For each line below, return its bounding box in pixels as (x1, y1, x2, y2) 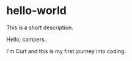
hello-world (6, 4, 67, 18)
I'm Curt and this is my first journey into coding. (6, 47, 127, 55)
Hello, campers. (6, 35, 46, 43)
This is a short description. (6, 24, 73, 31)
